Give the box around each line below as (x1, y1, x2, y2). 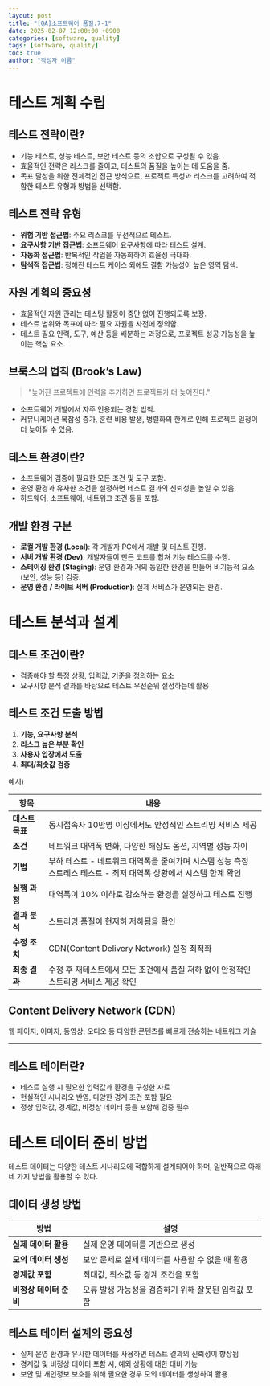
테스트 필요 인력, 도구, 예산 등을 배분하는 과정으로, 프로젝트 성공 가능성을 (19, 329, 247, 338)
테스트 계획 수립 (8, 94, 106, 113)
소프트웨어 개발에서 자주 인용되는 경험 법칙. (19, 404, 156, 414)
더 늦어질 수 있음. (19, 424, 74, 434)
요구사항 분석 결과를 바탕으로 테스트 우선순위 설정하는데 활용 (19, 680, 210, 690)
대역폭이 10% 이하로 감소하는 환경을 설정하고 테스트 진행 (48, 888, 253, 900)
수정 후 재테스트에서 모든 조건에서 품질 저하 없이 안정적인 (48, 964, 252, 975)
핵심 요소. (35, 338, 66, 348)
